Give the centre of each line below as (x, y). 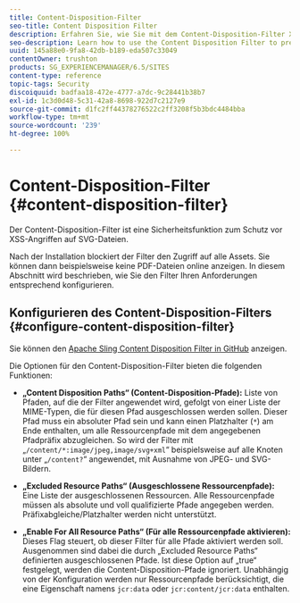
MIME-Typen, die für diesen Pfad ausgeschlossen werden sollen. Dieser (155, 411)
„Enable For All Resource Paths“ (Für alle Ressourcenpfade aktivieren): (156, 532)
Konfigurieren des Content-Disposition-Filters (141, 313)
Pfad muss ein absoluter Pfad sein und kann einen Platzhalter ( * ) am (148, 421)
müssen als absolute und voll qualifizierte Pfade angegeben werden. (148, 505)
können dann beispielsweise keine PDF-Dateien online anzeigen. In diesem (147, 265)
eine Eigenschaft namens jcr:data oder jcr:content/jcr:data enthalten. (156, 588)
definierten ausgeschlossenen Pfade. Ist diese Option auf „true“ (139, 560)
